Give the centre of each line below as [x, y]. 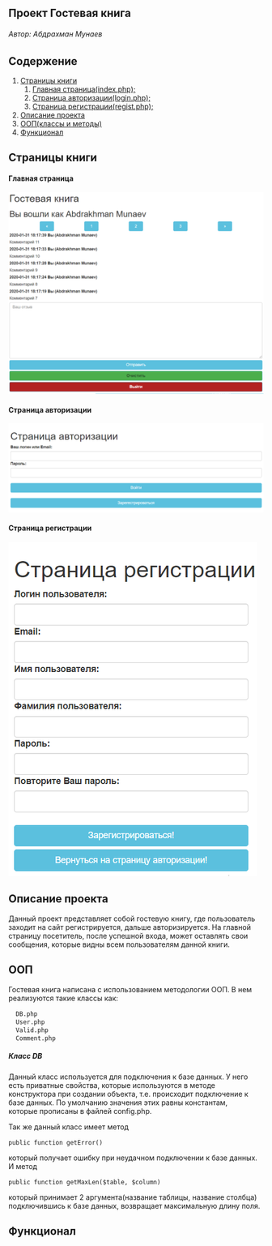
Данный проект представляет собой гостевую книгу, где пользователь [132, 918]
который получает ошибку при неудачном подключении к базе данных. [133, 1158]
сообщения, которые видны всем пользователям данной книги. [119, 944]
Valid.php [32, 1030]
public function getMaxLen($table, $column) [85, 1182]
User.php [30, 1022]
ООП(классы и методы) [61, 124]
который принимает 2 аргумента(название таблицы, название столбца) [133, 1197]
